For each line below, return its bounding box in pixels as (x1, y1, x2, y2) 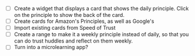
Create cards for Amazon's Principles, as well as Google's (14, 17, 154, 25)
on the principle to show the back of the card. (14, 12, 125, 19)
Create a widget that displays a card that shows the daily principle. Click (14, 5, 189, 12)
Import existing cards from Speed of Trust (14, 24, 116, 32)
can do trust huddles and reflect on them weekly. (14, 37, 133, 44)
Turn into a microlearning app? (14, 44, 89, 51)
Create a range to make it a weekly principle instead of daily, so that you (14, 31, 189, 38)
